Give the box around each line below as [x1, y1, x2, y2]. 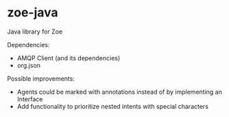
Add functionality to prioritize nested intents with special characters [16, 102, 209, 110]
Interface [16, 94, 43, 103]
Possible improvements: [7, 74, 75, 83]
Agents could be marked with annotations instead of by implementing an [16, 88, 223, 96]
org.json [16, 61, 41, 69]
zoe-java [7, 5, 58, 21]
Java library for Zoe [7, 27, 63, 36]
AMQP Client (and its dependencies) [16, 53, 121, 62]
